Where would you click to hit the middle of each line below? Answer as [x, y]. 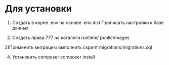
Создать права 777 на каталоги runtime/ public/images [71, 37]
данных [20, 27]
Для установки [38, 9]
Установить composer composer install [53, 57]
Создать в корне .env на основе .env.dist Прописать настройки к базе [88, 22]
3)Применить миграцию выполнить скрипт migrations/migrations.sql [78, 47]
